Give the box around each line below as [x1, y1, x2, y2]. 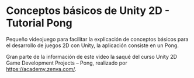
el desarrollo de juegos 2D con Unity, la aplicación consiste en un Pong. [6, 42, 179, 49]
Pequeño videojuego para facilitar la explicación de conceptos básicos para [6, 36, 189, 42]
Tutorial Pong [6, 16, 73, 30]
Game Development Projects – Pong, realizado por [6, 59, 127, 66]
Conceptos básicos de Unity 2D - [6, 4, 170, 17]
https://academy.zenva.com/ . [6, 65, 77, 72]
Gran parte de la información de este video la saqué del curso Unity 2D [6, 53, 177, 60]
